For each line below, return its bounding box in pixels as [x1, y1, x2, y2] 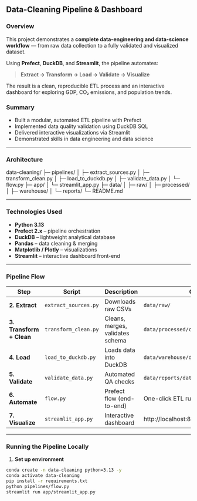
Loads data [104, 346, 136, 354]
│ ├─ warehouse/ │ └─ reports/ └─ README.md [6, 187, 123, 194]
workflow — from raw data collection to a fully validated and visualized [6, 42, 179, 49]
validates [104, 329, 130, 337]
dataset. [6, 48, 26, 55]
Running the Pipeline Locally [6, 442, 89, 450]
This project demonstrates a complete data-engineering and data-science [6, 35, 189, 43]
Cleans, [104, 314, 125, 322]
